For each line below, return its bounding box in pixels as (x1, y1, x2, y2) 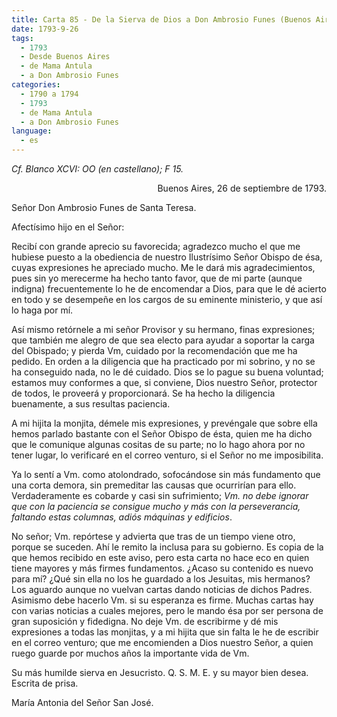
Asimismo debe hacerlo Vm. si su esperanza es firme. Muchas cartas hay (11, 594, 314, 606)
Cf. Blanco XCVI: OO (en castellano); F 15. (11, 163, 184, 175)
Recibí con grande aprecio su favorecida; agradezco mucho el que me (11, 241, 301, 252)
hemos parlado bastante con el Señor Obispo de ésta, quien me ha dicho (11, 428, 313, 440)
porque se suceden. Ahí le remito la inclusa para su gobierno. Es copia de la (11, 541, 324, 553)
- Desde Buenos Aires (20, 52, 111, 62)
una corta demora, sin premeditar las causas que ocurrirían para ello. (11, 479, 297, 491)
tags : (11, 33, 34, 43)
